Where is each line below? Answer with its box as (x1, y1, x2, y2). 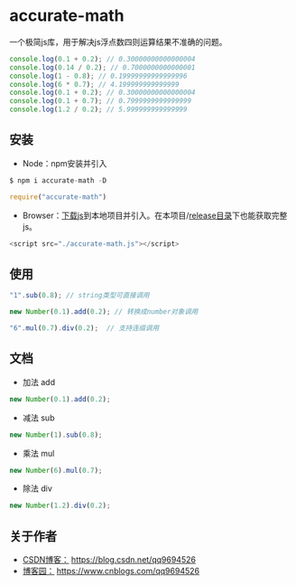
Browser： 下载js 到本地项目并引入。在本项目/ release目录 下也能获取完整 (22, 210, 288, 221)
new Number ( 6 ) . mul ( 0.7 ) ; (9, 466, 103, 475)
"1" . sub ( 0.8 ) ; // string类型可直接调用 (9, 291, 150, 300)
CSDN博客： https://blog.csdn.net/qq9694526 (22, 554, 197, 565)
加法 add (22, 376, 56, 387)
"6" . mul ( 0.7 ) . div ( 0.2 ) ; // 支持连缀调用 (9, 324, 160, 333)
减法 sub (22, 412, 55, 423)
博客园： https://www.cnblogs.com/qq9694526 (22, 566, 200, 577)
